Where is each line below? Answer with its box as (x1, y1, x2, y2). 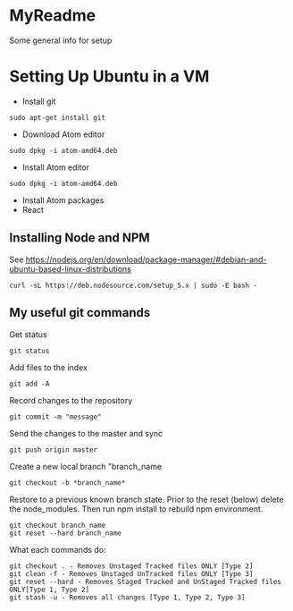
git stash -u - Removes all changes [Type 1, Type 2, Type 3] (9, 592, 246, 602)
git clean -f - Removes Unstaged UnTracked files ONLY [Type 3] (9, 569, 254, 578)
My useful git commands (9, 305, 151, 320)
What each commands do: (9, 544, 106, 555)
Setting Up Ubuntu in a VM (9, 66, 210, 87)
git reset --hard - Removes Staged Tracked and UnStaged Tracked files (9, 577, 281, 586)
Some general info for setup (9, 35, 113, 46)
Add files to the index (9, 361, 88, 372)
